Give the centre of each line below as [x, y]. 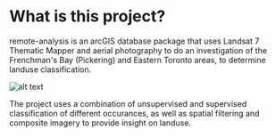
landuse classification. [50, 69]
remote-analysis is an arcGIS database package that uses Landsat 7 [134, 41]
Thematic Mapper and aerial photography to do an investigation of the [138, 50]
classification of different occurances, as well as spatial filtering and [134, 113]
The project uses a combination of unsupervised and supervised [128, 103]
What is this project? [88, 16]
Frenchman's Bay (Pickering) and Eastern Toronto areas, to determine [138, 60]
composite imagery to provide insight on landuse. [100, 123]
